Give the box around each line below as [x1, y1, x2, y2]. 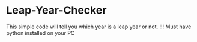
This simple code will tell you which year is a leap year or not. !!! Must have [6, 23, 192, 30]
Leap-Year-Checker [6, 4, 107, 17]
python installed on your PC [6, 29, 75, 36]
